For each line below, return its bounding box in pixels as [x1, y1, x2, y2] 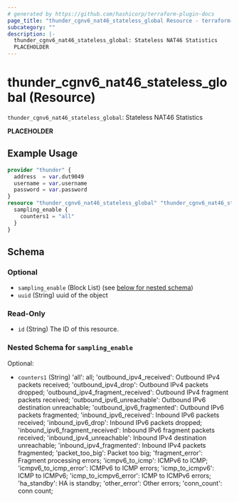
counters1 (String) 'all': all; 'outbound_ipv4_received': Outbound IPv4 [17, 372, 221, 381]
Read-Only [7, 309, 46, 319]
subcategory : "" [7, 24, 55, 31]
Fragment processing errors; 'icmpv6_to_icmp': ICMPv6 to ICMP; [17, 456, 208, 464]
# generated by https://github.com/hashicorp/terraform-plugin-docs [7, 10, 215, 18]
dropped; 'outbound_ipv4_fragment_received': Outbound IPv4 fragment [17, 388, 229, 396]
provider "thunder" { [7, 166, 72, 173]
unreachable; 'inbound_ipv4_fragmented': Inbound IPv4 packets [17, 441, 206, 449]
